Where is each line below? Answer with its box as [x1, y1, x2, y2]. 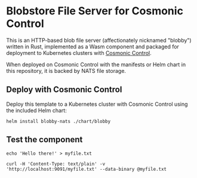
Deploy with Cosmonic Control [6, 85, 122, 95]
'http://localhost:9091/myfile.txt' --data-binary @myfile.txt [6, 166, 167, 172]
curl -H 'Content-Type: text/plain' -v [6, 161, 106, 167]
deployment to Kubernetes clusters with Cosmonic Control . [6, 49, 152, 56]
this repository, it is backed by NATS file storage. [6, 67, 127, 74]
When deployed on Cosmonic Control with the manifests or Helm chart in [6, 61, 186, 68]
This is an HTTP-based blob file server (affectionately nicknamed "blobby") [6, 36, 192, 44]
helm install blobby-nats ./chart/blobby [6, 118, 111, 124]
